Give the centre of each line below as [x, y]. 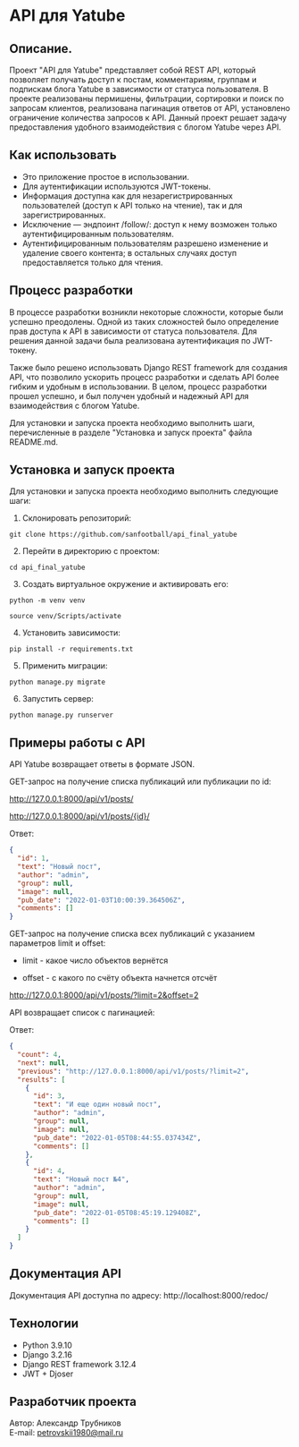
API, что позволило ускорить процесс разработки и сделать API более [144, 377]
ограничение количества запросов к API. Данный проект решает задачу [148, 118]
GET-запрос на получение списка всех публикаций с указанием [133, 934]
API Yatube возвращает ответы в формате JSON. [102, 764]
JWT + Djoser [48, 1374]
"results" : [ [42, 1079]
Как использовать [63, 155]
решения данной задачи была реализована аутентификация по [130, 340]
